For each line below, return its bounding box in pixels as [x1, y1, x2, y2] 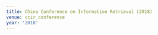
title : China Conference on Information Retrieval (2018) [6, 8, 153, 15]
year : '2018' [6, 20, 39, 26]
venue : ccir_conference [6, 14, 65, 20]
